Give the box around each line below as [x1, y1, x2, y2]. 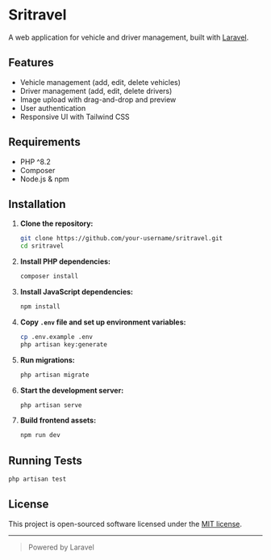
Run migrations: [19, 354, 75, 365]
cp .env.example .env [19, 333, 93, 341]
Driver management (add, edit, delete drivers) [19, 86, 173, 95]
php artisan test [8, 475, 67, 483]
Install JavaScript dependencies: [19, 287, 134, 296]
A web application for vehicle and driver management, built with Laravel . [8, 32, 249, 42]
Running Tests [8, 453, 82, 467]
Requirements [8, 135, 81, 149]
